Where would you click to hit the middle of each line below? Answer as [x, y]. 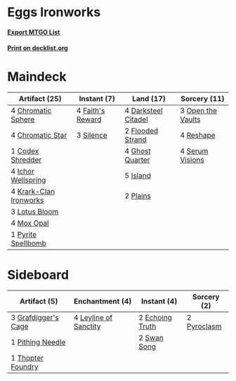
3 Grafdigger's [35, 318]
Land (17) [149, 99]
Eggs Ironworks [54, 12]
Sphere [23, 120]
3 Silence [92, 136]
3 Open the [199, 111]
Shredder [26, 160]
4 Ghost [138, 151]
